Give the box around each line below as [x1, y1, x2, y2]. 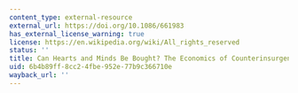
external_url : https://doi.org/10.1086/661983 [9, 21, 184, 30]
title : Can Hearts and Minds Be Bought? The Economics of [9, 54, 228, 63]
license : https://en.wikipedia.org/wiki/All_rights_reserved [9, 37, 240, 47]
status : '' [9, 46, 50, 55]
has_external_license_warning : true [9, 29, 145, 38]
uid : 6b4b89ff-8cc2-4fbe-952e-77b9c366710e [9, 63, 173, 72]
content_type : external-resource [9, 12, 133, 22]
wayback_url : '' [9, 71, 69, 80]
